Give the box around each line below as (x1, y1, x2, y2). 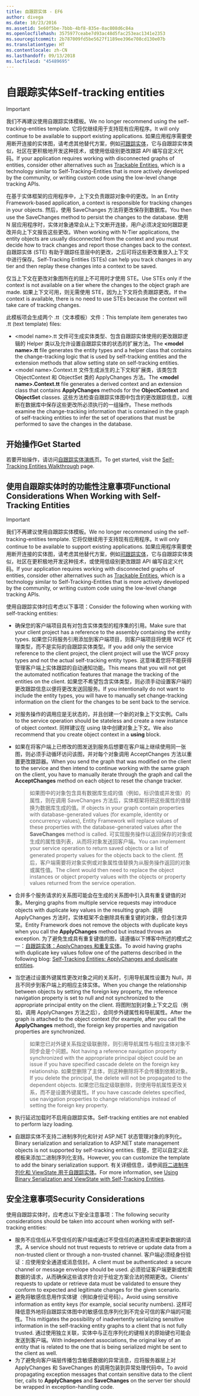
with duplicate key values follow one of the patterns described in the (14, 949, 182, 956)
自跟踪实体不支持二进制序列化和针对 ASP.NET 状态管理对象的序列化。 (14, 1133, 185, 1140)
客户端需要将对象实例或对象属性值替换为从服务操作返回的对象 (40, 859, 191, 866)
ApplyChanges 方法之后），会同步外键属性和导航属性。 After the (37, 1009, 192, 1016)
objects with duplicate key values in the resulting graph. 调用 (14, 906, 163, 913)
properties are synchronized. (14, 1028, 86, 1035)
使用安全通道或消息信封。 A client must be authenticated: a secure (30, 1258, 191, 1266)
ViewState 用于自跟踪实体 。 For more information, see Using (31, 1169, 179, 1176)
